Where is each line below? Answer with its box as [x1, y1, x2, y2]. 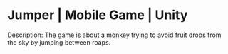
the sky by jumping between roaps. [7, 38, 111, 46]
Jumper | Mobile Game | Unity [7, 7, 188, 23]
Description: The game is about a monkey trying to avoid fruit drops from [7, 31, 222, 39]
